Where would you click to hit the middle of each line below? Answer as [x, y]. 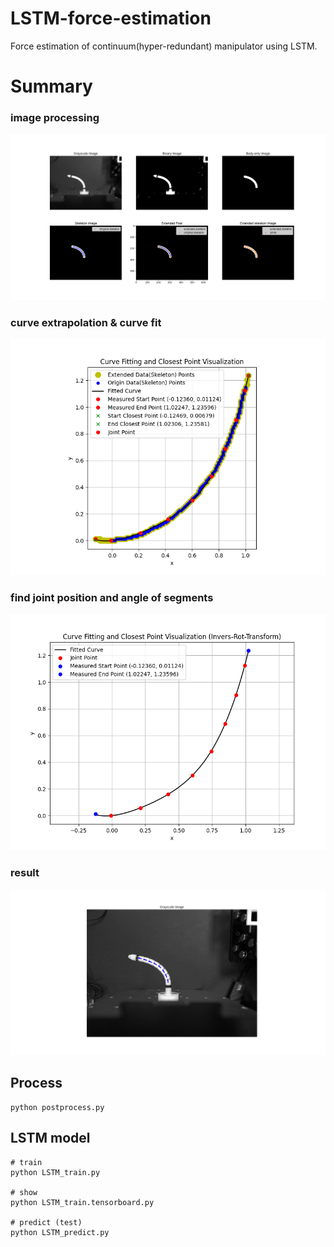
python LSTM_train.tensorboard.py [82, 1202]
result [25, 873]
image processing [55, 118]
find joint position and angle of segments [112, 597]
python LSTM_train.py [55, 1172]
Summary [51, 86]
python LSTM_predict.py [60, 1232]
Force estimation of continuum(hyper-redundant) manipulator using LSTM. [164, 46]
